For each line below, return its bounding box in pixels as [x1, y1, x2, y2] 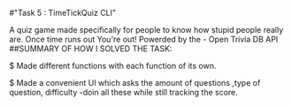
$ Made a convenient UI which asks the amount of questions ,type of [9, 78, 261, 87]
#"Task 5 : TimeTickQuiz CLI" [9, 8, 117, 18]
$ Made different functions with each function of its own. [9, 61, 217, 71]
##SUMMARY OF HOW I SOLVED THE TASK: [9, 43, 173, 54]
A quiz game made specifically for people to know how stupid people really [9, 25, 284, 34]
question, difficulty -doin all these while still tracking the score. [9, 87, 239, 97]
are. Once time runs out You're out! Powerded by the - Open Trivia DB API [9, 34, 279, 44]
